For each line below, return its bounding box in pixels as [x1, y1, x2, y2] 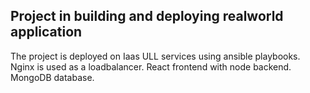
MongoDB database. [10, 71, 95, 83]
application [10, 24, 83, 41]
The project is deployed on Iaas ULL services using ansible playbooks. [10, 50, 301, 62]
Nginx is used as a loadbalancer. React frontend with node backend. [10, 60, 292, 73]
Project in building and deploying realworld [10, 8, 284, 25]
